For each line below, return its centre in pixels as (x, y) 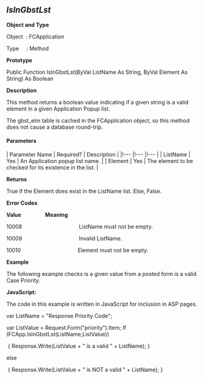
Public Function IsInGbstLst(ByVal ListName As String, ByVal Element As (97, 72)
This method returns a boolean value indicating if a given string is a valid (98, 102)
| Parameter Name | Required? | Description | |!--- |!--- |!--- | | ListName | (98, 154)
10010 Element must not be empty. (77, 250)
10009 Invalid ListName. (64, 239)
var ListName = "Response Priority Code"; (59, 316)
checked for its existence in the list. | (52, 168)
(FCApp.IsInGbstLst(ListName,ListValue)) (58, 334)
